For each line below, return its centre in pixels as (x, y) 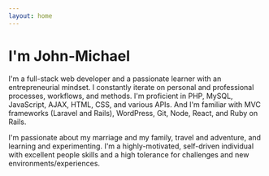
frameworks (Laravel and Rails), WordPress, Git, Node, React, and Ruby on (133, 113)
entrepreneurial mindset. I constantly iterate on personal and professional (131, 87)
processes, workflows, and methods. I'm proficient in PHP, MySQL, (121, 96)
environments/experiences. (54, 163)
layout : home (30, 16)
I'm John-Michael (69, 56)
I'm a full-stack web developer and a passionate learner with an (115, 79)
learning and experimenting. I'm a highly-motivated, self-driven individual (131, 146)
